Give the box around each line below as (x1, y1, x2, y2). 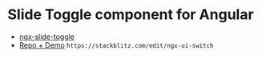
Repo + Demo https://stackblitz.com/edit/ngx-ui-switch (18, 40, 214, 49)
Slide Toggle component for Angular (7, 6, 254, 24)
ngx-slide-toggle (18, 32, 75, 41)
